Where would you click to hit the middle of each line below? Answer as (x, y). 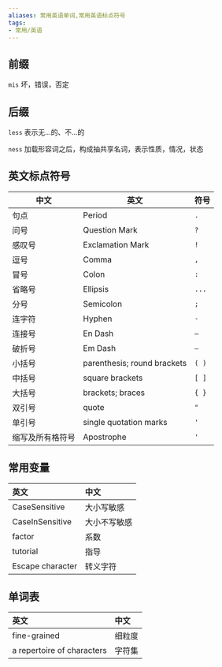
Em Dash (100, 348)
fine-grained (36, 635)
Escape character (44, 566)
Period (95, 215)
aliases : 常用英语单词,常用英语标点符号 (67, 15)
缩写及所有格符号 (44, 437)
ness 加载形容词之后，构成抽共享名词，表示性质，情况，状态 (106, 149)
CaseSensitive (39, 507)
